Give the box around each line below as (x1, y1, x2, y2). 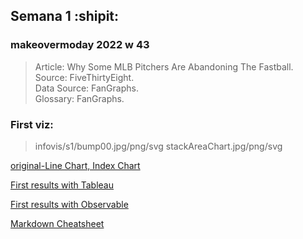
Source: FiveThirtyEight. (34, 71, 135, 83)
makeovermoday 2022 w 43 (10, 38, 150, 52)
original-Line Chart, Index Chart (10, 159, 141, 171)
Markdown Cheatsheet (10, 217, 105, 229)
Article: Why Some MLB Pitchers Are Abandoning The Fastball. (34, 60, 294, 73)
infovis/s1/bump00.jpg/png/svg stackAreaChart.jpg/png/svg (34, 140, 283, 152)
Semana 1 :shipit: (10, 8, 120, 25)
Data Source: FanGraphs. (34, 82, 139, 94)
